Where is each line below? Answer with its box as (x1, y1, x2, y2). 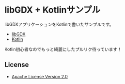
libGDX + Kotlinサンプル (4, 4, 100, 16)
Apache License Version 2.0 (11, 73, 68, 79)
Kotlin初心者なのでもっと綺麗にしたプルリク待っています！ (4, 46, 122, 52)
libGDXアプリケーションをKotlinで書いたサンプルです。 (4, 21, 114, 27)
